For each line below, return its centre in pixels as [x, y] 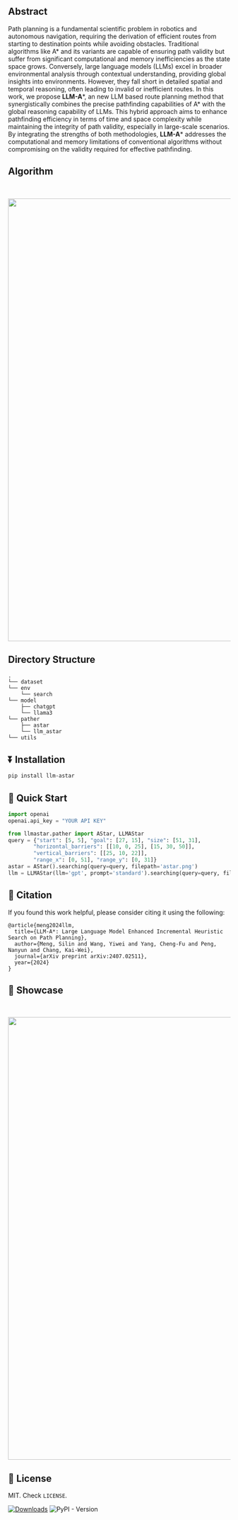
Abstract [28, 12]
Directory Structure [52, 660]
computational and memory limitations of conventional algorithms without [115, 142]
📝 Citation [30, 895]
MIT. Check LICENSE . [38, 1496]
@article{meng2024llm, [41, 925]
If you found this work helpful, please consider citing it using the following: [117, 912]
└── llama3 [37, 713]
